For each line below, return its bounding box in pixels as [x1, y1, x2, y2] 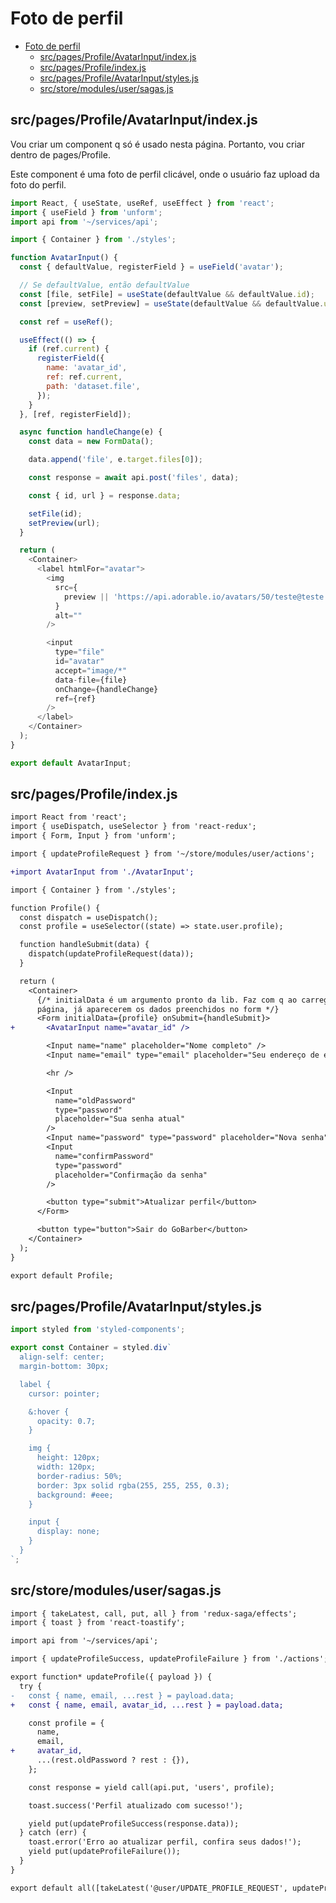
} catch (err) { [19, 1828, 87, 1838]
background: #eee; [36, 1490, 114, 1500]
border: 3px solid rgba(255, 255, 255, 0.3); [36, 1480, 230, 1491]
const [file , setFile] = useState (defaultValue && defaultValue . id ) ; [19, 289, 315, 299]
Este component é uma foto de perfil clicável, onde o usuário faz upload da [10, 168, 320, 180]
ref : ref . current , [46, 372, 123, 382]
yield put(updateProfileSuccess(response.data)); [28, 1818, 240, 1829]
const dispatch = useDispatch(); [19, 912, 159, 922]
